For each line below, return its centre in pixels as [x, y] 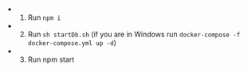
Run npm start [51, 59]
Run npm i [44, 17]
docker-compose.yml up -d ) [72, 43]
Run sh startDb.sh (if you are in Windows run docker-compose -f [134, 34]
